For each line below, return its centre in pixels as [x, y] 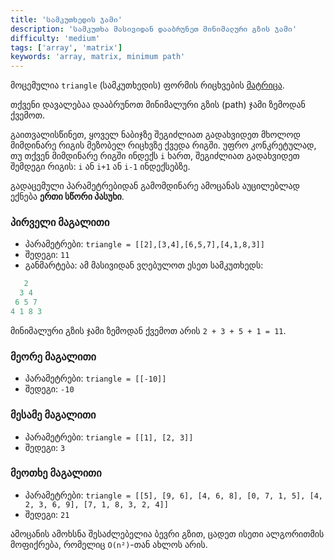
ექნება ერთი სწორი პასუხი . [67, 197]
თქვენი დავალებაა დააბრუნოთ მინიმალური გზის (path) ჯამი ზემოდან [158, 105]
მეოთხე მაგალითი [56, 473]
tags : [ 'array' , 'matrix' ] [66, 47]
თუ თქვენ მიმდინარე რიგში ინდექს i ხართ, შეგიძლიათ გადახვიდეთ [155, 156]
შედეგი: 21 [47, 514]
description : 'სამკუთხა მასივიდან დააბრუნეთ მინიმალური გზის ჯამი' [154, 29]
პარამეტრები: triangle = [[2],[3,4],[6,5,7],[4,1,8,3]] [144, 244]
